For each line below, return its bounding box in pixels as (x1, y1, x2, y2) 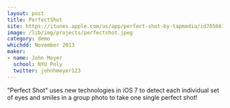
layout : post (7, 10, 44, 17)
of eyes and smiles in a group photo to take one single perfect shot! (7, 93, 198, 101)
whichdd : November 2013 (7, 42, 75, 49)
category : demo (7, 36, 51, 42)
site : (7, 23, 23, 29)
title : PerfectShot (7, 16, 63, 23)
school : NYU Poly (13, 61, 63, 68)
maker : (7, 49, 26, 55)
